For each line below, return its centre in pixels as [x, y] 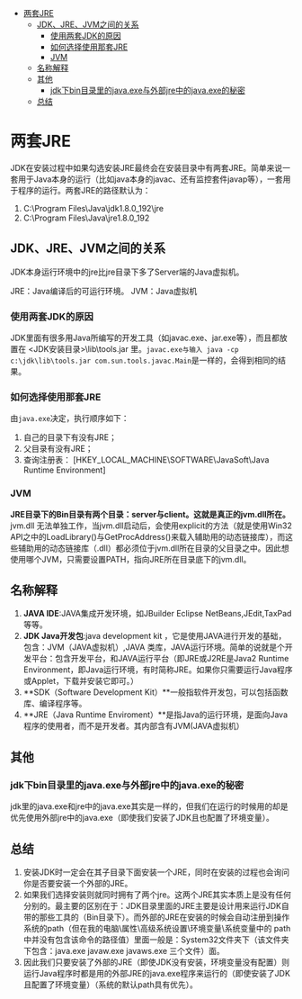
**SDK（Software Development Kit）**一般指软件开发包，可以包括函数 [155, 692]
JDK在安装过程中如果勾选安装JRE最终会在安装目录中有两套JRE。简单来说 [147, 167]
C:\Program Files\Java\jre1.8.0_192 [86, 218]
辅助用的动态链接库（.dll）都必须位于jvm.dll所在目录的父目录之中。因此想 [154, 548]
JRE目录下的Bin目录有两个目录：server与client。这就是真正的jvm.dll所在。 [150, 514]
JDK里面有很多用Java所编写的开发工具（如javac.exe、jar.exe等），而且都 [145, 338]
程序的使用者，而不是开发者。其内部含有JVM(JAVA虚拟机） [133, 726]
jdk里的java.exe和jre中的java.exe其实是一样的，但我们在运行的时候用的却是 [149, 806]
